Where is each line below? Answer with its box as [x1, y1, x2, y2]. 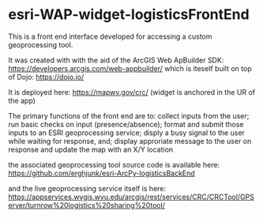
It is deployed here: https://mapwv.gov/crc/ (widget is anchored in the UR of [8, 87, 255, 96]
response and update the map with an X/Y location [8, 145, 174, 154]
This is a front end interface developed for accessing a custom [8, 32, 212, 41]
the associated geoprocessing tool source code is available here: [8, 160, 220, 169]
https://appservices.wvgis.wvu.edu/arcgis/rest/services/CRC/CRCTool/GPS [8, 192, 255, 201]
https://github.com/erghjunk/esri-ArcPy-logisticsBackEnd [8, 168, 195, 178]
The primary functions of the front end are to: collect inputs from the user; [8, 111, 250, 120]
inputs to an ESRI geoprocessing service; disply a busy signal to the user [8, 128, 245, 137]
